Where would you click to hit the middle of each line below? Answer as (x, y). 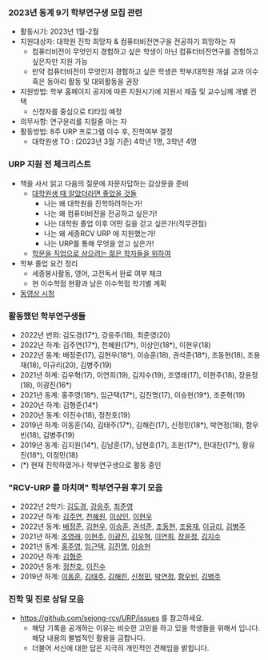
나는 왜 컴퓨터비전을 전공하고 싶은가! (100, 213)
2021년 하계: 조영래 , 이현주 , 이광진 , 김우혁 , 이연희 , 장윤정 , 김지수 (120, 537)
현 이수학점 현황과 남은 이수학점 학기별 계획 (99, 283)
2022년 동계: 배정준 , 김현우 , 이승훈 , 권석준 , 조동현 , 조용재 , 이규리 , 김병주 (132, 526)
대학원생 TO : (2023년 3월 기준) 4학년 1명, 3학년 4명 (114, 142)
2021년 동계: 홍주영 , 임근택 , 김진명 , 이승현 (85, 546)
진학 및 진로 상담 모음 (46, 599)
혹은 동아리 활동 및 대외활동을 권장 (85, 82)
